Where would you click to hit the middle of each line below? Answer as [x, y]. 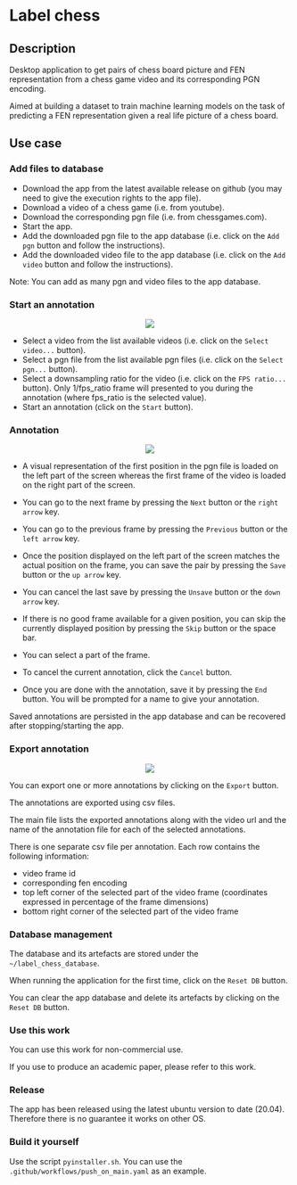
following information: [49, 856]
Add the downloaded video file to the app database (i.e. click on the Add [154, 254]
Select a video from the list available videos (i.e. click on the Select [145, 341]
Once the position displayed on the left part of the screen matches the [151, 556]
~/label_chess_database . [54, 963]
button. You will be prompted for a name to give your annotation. [141, 699]
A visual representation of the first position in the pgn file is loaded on [150, 466]
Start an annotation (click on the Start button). [107, 407]
